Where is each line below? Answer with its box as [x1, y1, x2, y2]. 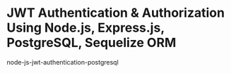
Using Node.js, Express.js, [6, 20, 165, 36]
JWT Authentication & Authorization [6, 5, 225, 21]
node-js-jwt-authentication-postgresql [6, 58, 119, 66]
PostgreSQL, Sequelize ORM [6, 35, 177, 51]
